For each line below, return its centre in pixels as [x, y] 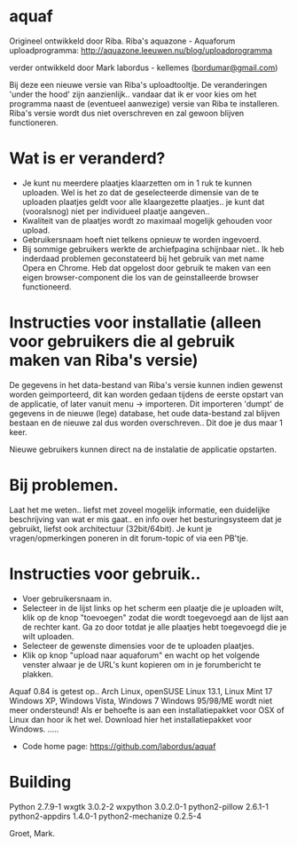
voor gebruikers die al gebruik [122, 341]
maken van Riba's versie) [104, 360]
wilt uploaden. [48, 636]
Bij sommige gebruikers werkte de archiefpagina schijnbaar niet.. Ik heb [153, 249]
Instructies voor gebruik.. [105, 574]
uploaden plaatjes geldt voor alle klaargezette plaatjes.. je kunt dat [143, 202]
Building [40, 782]
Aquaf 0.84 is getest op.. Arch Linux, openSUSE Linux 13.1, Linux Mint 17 [141, 691]
